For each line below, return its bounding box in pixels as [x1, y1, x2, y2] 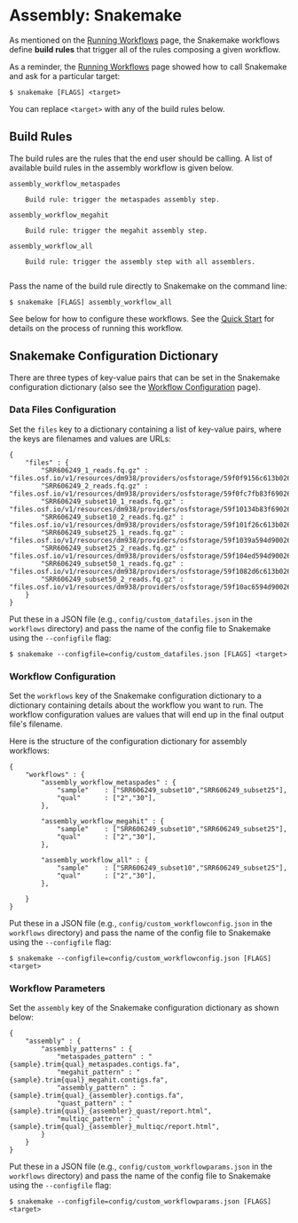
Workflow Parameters [9, 982, 106, 995]
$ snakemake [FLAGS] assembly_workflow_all [9, 298, 173, 306]
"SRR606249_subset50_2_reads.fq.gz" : [41, 575, 184, 584]
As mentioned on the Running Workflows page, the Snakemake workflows [9, 35, 280, 45]
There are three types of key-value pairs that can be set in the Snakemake [9, 372, 281, 383]
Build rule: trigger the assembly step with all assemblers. [25, 257, 255, 266]
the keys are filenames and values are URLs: [9, 433, 171, 444]
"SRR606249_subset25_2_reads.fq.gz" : [41, 544, 184, 552]
